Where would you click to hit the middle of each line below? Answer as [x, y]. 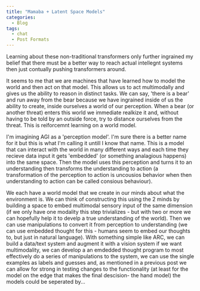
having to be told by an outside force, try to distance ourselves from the [95, 119]
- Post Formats [30, 39]
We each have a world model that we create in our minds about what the [96, 193]
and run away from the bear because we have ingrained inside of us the [95, 100]
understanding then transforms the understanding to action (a [82, 169]
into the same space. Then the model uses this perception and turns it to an [99, 162]
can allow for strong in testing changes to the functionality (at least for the [97, 269]
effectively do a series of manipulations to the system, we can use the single [100, 256]
